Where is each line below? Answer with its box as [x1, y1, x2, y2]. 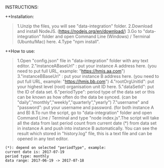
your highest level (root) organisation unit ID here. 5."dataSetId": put [17, 84, 154, 90]
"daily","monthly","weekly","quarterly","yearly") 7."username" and [17, 99, 149, 105]
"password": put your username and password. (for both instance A [17, 105, 154, 110]
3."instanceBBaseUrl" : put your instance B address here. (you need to [17, 73, 159, 79]
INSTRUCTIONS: [5, 4, 39, 10]
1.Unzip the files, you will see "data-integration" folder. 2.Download [17, 23, 153, 29]
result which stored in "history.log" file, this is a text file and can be [17, 131, 153, 136]
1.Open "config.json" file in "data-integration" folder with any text [17, 58, 148, 63]
